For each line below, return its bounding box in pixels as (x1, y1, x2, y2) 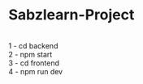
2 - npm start (8, 49, 53, 59)
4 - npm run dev (8, 66, 63, 76)
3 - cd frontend (8, 58, 59, 68)
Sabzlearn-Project (8, 6, 135, 24)
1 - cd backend (8, 40, 58, 50)
